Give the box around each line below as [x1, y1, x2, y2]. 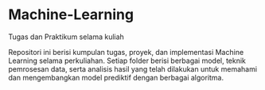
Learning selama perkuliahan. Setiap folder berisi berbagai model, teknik [8, 56, 247, 65]
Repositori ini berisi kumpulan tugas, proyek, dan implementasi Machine [8, 47, 244, 57]
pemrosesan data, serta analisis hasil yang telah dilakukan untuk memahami [8, 64, 257, 73]
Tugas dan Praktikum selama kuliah [8, 32, 125, 41]
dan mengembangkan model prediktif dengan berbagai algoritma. [8, 72, 224, 82]
